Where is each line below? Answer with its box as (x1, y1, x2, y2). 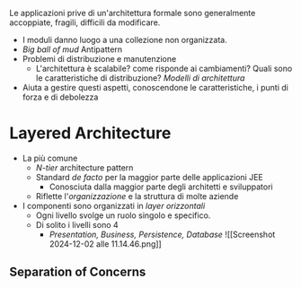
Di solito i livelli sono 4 (35, 219, 119, 230)
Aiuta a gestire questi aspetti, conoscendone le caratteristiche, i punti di (22, 83, 289, 92)
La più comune (22, 153, 78, 163)
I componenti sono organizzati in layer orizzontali (22, 200, 206, 211)
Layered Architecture (9, 123, 172, 144)
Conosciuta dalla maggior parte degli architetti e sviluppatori (49, 181, 273, 192)
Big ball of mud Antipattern (22, 44, 123, 55)
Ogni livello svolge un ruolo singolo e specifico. (35, 210, 211, 221)
